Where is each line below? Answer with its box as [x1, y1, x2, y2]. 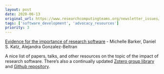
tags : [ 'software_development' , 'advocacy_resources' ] [5, 20, 119, 26]
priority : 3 [5, 25, 29, 30]
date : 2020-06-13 [5, 12, 41, 17]
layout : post [5, 7, 32, 12]
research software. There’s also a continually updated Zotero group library [5, 58, 155, 64]
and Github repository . [5, 64, 50, 70]
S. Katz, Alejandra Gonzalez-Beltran [5, 44, 78, 50]
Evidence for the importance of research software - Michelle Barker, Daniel [5, 38, 156, 44]
